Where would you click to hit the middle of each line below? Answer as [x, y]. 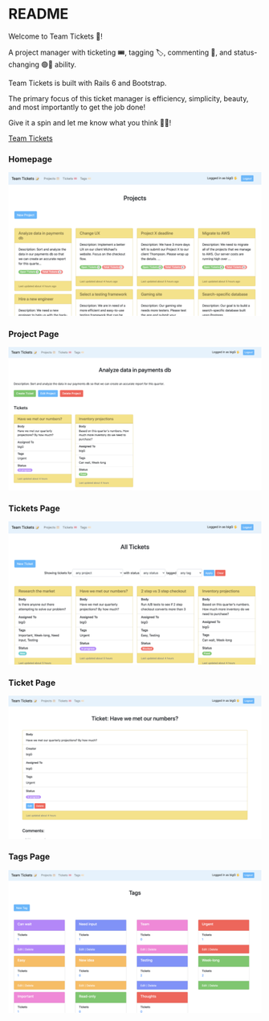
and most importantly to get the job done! [77, 107]
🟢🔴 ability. [59, 64]
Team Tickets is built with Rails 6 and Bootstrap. [88, 83]
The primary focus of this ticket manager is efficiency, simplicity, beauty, [128, 98]
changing [24, 64]
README [39, 14]
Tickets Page [34, 508]
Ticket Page [32, 683]
